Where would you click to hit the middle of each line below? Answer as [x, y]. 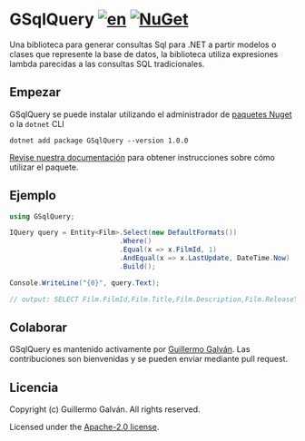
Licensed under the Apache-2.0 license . [84, 427]
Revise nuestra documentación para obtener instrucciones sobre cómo [142, 157]
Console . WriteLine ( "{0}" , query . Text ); [85, 283]
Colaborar [39, 327]
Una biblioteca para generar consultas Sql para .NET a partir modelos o [143, 44]
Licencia [34, 387]
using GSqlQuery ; [42, 216]
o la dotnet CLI [37, 123]
